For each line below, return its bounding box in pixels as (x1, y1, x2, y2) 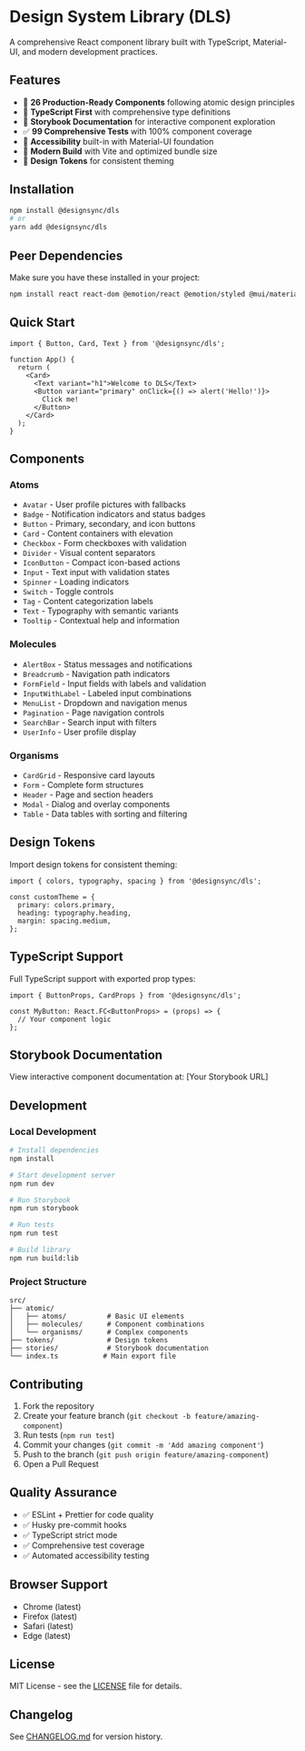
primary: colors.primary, (17, 900, 116, 909)
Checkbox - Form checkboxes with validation (22, 538, 187, 549)
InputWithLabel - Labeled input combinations (22, 687, 192, 698)
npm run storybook (9, 1204, 79, 1213)
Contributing (9, 1376, 84, 1392)
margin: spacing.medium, (17, 916, 112, 926)
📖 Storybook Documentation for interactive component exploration (22, 116, 276, 127)
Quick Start (9, 315, 75, 330)
